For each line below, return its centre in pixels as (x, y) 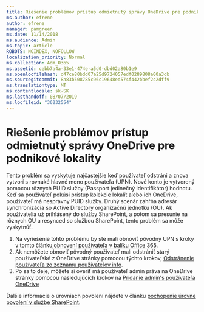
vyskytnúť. (20, 227)
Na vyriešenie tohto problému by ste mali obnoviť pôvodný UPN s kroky (104, 238)
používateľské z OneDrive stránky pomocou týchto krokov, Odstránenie (104, 258)
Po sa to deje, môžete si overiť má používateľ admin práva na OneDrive (104, 271)
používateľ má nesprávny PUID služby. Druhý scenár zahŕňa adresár (92, 201)
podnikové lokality (54, 158)
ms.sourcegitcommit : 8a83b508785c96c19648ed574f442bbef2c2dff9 (88, 80)
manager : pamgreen (29, 29)
